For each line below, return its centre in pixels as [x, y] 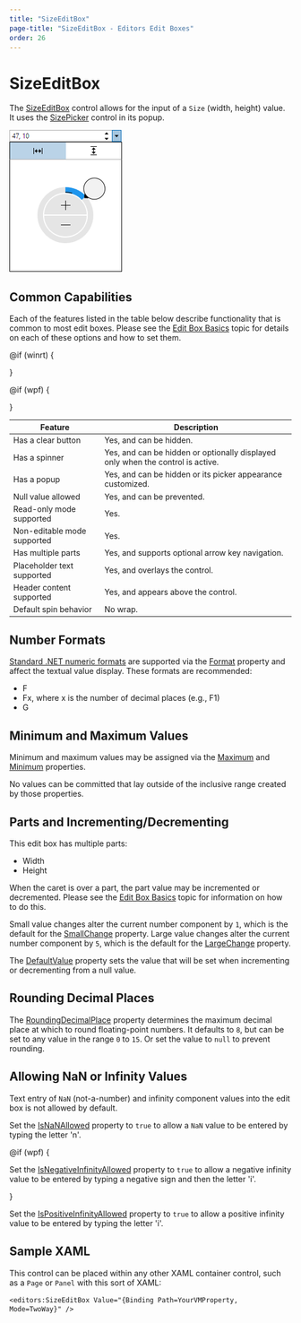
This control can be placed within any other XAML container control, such [145, 1273]
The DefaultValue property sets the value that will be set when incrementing [150, 961]
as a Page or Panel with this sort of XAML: [86, 1283]
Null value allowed [47, 497]
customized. [127, 484]
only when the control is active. [162, 463]
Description [196, 427]
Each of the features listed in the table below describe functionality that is [145, 319]
